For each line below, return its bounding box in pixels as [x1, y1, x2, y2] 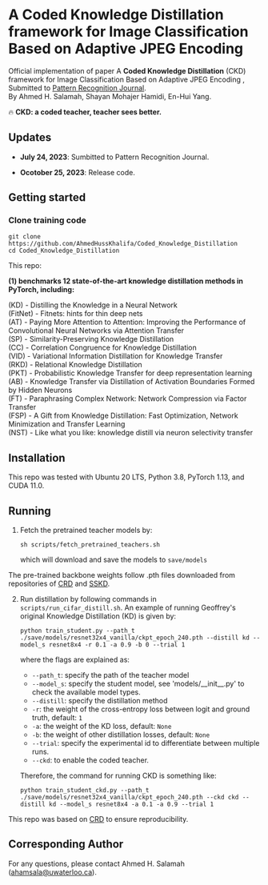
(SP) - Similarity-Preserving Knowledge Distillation [8, 334, 174, 344]
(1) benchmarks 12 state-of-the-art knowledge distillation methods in [8, 276, 244, 286]
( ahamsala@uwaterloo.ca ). [8, 867, 98, 877]
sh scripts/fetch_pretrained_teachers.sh [19, 541, 160, 549]
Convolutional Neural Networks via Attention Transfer [8, 326, 184, 335]
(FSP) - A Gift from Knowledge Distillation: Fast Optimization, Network [8, 410, 238, 421]
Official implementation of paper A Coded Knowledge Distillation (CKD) [8, 66, 246, 75]
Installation [8, 451, 66, 465]
